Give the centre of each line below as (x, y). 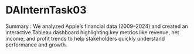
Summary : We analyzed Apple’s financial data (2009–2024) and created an (97, 26)
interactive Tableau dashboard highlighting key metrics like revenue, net (92, 32)
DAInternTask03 (46, 10)
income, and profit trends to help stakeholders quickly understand (85, 38)
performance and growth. (37, 45)
